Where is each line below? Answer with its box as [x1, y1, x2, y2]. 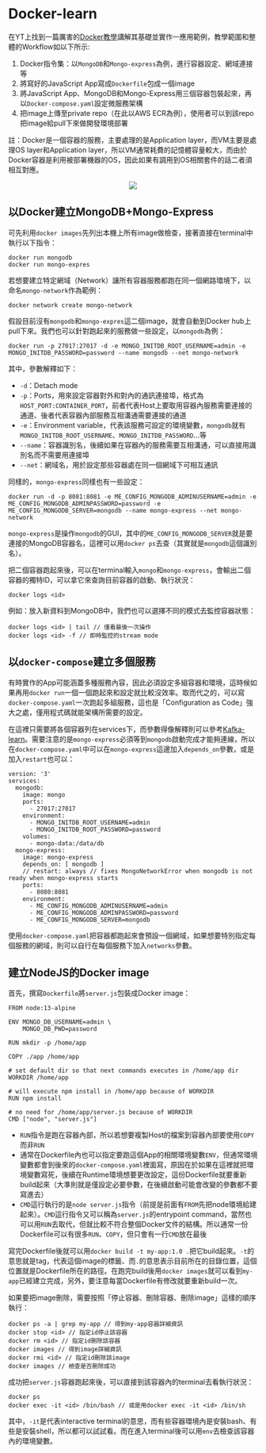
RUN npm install [8, 1094, 62, 1103]
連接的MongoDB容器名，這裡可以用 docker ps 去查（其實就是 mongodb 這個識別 [8, 538, 257, 548]
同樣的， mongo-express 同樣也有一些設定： [8, 477, 145, 486]
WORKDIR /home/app [8, 1074, 69, 1082]
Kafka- [222, 724, 245, 734]
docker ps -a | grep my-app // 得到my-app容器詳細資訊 [8, 1320, 184, 1328]
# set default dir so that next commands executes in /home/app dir [8, 1067, 239, 1075]
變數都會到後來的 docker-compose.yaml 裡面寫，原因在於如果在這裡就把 [19, 1160, 247, 1170]
